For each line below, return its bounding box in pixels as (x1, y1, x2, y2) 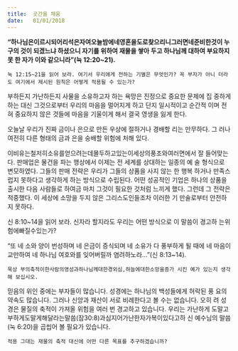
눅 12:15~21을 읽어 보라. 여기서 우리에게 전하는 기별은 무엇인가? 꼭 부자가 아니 (7, 70, 215, 78)
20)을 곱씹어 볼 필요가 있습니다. (22, 322, 111, 331)
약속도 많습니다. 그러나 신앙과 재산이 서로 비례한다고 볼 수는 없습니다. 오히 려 (7, 295, 220, 304)
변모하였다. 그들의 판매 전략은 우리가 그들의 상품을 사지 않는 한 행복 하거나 (7, 167, 212, 175)
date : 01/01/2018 (7, 17, 65, 24)
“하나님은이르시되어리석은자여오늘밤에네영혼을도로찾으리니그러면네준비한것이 (7, 37, 223, 46)
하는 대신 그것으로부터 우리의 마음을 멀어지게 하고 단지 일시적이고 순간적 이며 (7, 100, 220, 109)
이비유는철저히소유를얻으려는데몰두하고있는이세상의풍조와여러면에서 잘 (7, 149, 204, 157)
